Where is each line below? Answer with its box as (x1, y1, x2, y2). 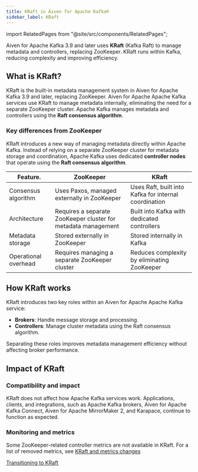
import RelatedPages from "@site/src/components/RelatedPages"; (6, 30, 168, 37)
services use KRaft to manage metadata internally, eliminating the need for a (6, 100, 192, 107)
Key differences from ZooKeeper (6, 127, 102, 135)
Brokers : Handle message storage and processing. (14, 316, 138, 324)
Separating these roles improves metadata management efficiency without (6, 340, 187, 348)
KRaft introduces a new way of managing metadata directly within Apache (6, 140, 186, 147)
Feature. (17, 173, 41, 181)
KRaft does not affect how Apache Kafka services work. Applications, (6, 395, 175, 402)
